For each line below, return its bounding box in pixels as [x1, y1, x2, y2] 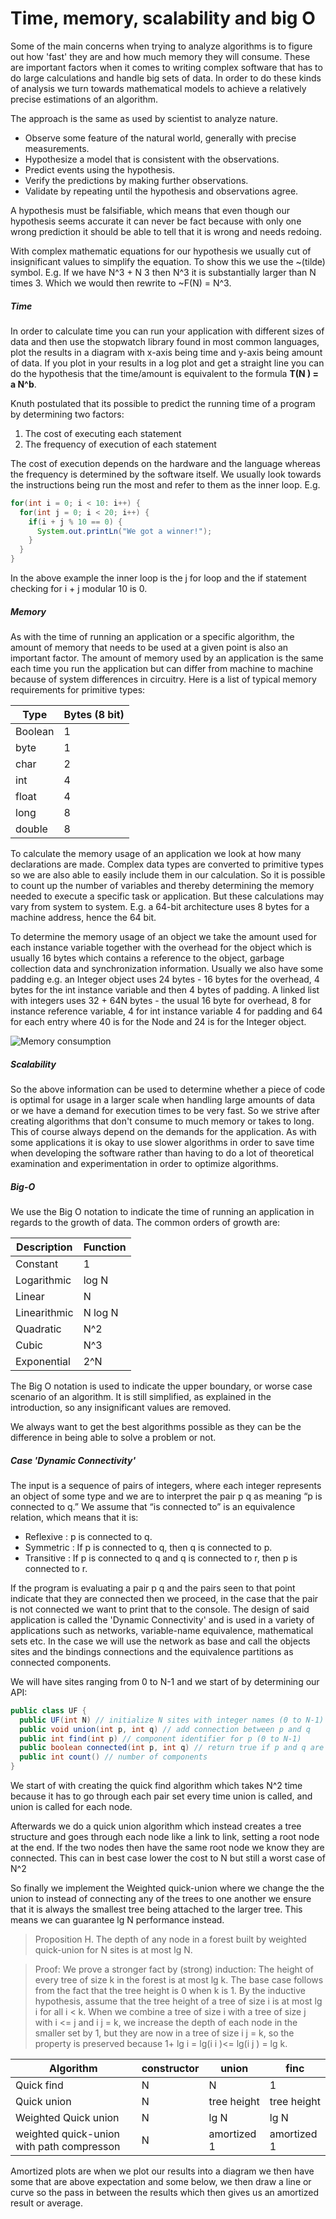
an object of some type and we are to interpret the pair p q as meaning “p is [10, 1490, 323, 1502]
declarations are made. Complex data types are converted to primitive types [10, 858, 324, 870]
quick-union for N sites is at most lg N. [34, 1944, 193, 1956]
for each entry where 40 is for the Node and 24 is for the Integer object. [10, 1016, 307, 1027]
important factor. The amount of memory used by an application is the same [10, 652, 324, 664]
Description [16, 1240, 73, 1254]
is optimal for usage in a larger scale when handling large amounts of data [10, 1093, 316, 1106]
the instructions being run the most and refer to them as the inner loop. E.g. [10, 478, 321, 491]
